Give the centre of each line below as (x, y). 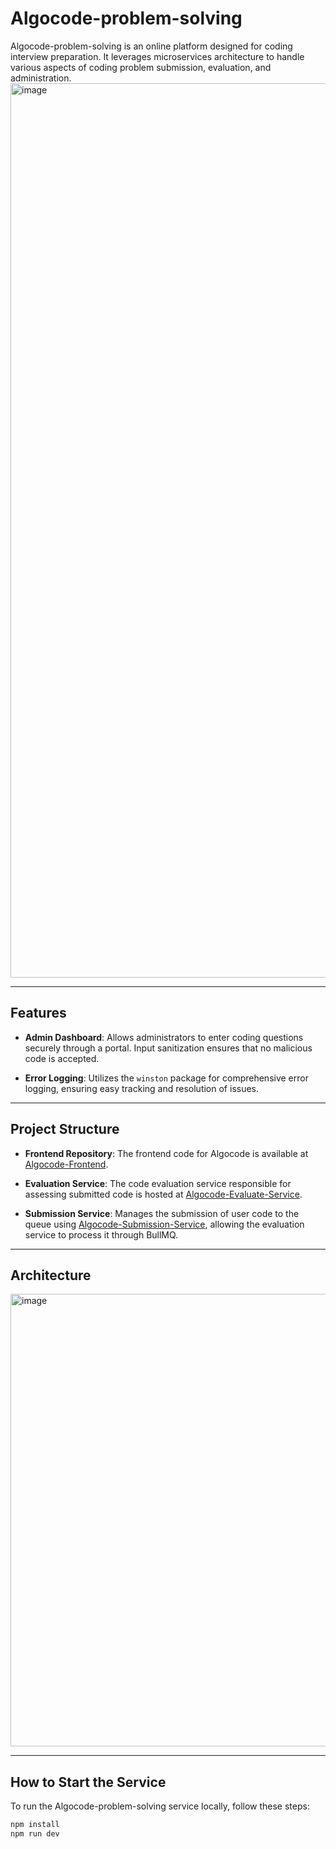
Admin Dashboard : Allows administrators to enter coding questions (164, 1037)
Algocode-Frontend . (66, 1164)
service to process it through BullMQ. (101, 1234)
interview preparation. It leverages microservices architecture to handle (157, 56)
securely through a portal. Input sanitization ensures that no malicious (168, 1048)
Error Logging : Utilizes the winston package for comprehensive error (166, 1078)
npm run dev (35, 1834)
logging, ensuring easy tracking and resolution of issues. (142, 1088)
